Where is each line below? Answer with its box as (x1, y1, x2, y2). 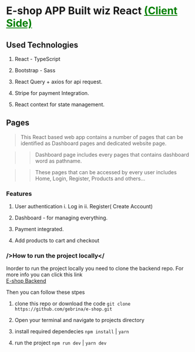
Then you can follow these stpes (6, 289, 85, 296)
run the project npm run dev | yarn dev (14, 339, 107, 347)
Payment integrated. (14, 226, 64, 233)
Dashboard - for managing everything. (14, 214, 108, 221)
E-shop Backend (6, 277, 46, 285)
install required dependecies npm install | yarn (14, 328, 129, 335)
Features (6, 189, 32, 198)
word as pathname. (35, 157, 82, 164)
